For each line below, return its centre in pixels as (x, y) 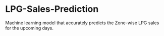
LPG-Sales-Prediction (52, 9)
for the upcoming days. (30, 28)
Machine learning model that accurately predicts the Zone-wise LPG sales (82, 23)
